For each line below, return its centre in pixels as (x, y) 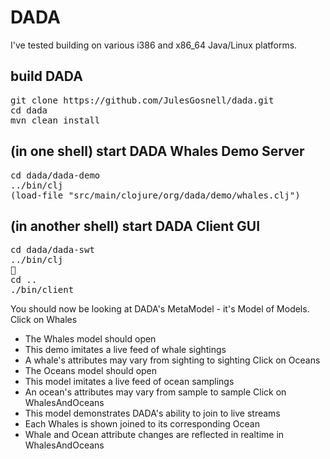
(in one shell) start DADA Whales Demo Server (157, 151)
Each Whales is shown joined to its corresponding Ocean (142, 424)
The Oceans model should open (91, 371)
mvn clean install (55, 120)
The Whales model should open (90, 339)
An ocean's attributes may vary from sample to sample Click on (155, 392)
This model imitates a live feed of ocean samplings (129, 382)
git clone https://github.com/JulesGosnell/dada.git (142, 100)
